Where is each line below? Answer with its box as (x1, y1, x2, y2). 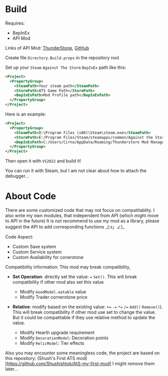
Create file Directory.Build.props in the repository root (5, 54, 119, 61)
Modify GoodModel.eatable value (19, 289, 86, 295)
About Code (5, 191, 56, 202)
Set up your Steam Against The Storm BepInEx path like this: (5, 64, 126, 70)
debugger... (5, 173, 29, 179)
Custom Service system (12, 249, 62, 255)
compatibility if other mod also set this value (12, 279, 104, 285)
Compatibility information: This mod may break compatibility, (5, 264, 131, 270)
